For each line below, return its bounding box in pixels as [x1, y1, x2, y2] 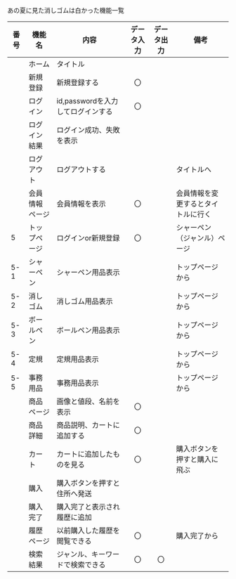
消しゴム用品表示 [56, 297, 114, 306]
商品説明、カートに [56, 420, 121, 430]
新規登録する [56, 78, 100, 87]
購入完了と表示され [56, 502, 121, 512]
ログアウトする [56, 164, 107, 174]
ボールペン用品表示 [56, 325, 121, 335]
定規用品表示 [56, 354, 100, 364]
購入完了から [176, 531, 219, 540]
